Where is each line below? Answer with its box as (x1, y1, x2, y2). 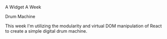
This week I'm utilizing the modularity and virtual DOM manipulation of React (5, 23, 162, 29)
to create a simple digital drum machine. (5, 28, 87, 34)
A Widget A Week (5, 4, 41, 10)
